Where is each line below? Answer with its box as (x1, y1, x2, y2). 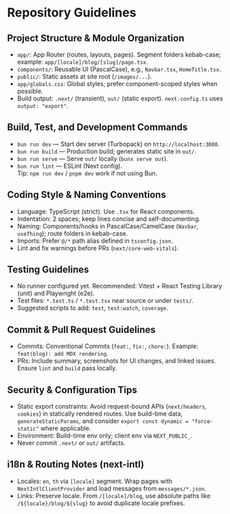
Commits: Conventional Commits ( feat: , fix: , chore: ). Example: (16, 342, 198, 350)
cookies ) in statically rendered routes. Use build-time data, (16, 409, 183, 418)
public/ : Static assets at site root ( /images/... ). (16, 72, 152, 81)
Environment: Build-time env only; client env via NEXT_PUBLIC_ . (16, 431, 193, 440)
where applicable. (40, 425, 91, 433)
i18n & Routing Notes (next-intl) (7, 459, 144, 471)
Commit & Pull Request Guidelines (7, 323, 156, 335)
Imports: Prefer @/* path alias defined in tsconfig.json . (16, 236, 173, 245)
